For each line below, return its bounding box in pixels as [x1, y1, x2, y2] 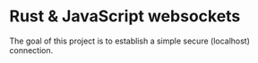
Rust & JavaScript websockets [9, 6, 241, 27]
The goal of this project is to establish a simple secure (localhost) [9, 35, 251, 46]
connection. [9, 44, 54, 55]
